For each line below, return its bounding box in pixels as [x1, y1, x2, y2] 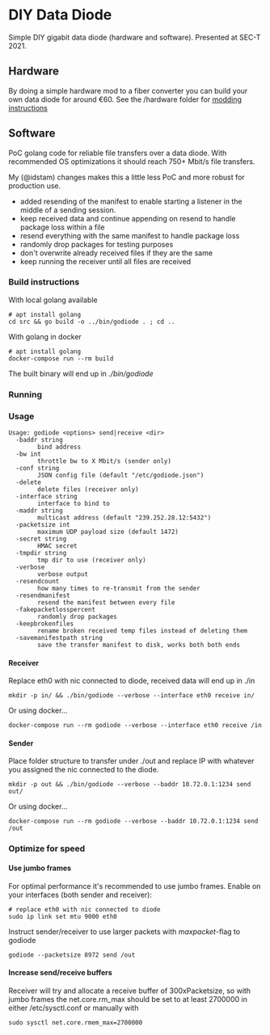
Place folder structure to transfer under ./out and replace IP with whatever [8, 756, 255, 766]
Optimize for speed [8, 843, 86, 854]
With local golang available [8, 295, 99, 305]
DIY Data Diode [8, 6, 112, 24]
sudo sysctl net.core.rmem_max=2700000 [8, 1018, 143, 1027]
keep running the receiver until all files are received [19, 256, 192, 266]
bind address [37, 443, 82, 452]
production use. [8, 180, 61, 191]
